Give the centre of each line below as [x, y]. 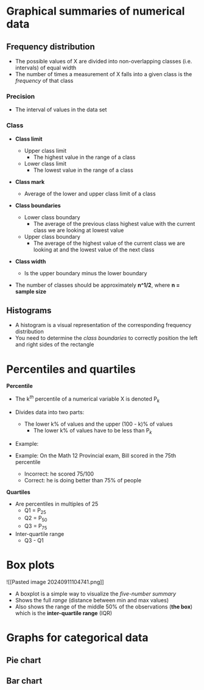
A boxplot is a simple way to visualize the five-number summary [96, 593]
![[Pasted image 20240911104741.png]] [55, 582]
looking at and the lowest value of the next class [94, 249]
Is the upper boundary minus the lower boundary [86, 273]
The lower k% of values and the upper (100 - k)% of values [98, 424]
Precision [21, 96]
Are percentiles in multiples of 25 [57, 504]
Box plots [30, 565]
